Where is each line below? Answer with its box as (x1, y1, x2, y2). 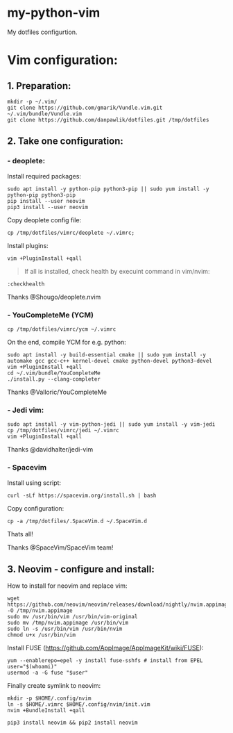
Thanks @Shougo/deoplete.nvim (7, 293, 101, 301)
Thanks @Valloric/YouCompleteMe (7, 388, 107, 396)
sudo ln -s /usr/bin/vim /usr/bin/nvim (7, 625, 123, 633)
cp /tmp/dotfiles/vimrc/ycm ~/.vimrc (7, 325, 116, 333)
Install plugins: (7, 241, 49, 249)
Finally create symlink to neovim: (7, 682, 101, 690)
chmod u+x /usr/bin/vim (7, 632, 76, 639)
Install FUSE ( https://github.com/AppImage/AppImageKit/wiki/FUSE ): (7, 644, 204, 652)
